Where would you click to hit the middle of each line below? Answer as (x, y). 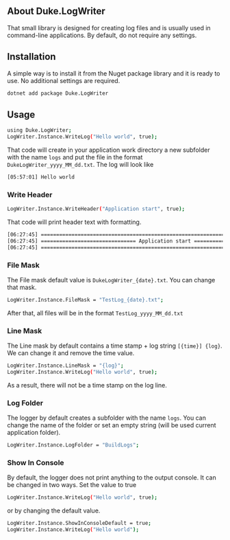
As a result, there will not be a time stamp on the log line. (87, 385)
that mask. (22, 287)
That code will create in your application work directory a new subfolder (108, 150)
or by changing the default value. (54, 510)
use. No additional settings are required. (64, 80)
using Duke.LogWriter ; (39, 131)
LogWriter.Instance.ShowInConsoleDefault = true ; (79, 524)
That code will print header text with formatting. (74, 222)
